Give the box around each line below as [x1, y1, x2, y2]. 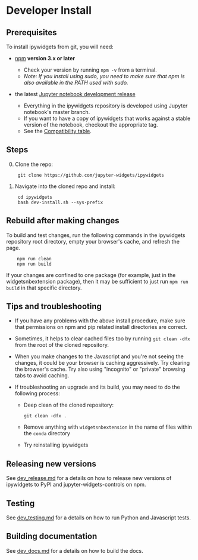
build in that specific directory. [6, 284, 82, 291]
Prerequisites [6, 27, 57, 38]
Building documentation [6, 531, 98, 541]
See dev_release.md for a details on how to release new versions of [6, 475, 172, 482]
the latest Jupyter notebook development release [14, 91, 136, 97]
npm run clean [17, 256, 52, 261]
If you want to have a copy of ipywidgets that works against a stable [23, 115, 191, 122]
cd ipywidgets [17, 194, 53, 200]
